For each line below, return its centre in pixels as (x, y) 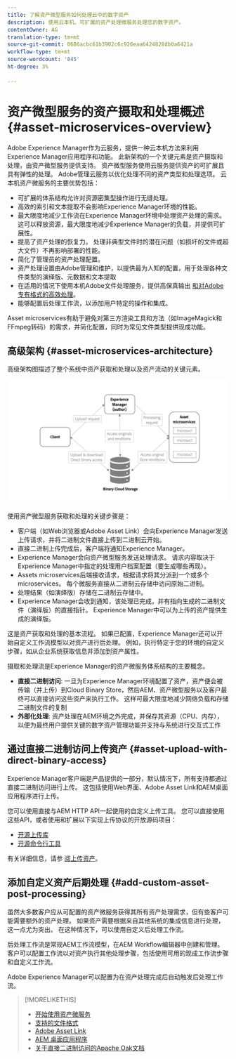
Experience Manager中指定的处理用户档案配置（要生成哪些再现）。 (114, 566)
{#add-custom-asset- (160, 882)
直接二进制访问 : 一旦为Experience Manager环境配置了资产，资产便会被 (120, 680)
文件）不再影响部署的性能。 (64, 250)
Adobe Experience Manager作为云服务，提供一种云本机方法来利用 (103, 147)
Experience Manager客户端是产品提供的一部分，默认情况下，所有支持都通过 (117, 778)
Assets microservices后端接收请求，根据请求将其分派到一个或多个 (113, 574)
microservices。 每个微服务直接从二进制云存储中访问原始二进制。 (113, 584)
